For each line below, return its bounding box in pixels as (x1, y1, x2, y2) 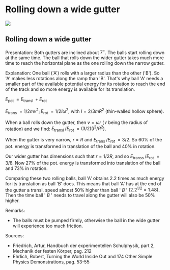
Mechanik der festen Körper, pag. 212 (12, 248, 92, 254)
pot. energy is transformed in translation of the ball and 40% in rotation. (5, 143, 156, 149)
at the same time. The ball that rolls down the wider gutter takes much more (5, 55, 164, 61)
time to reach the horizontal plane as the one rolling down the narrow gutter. (5, 60, 165, 66)
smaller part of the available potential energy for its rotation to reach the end (5, 81, 165, 87)
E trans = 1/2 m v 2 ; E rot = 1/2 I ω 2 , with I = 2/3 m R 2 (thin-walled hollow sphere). (5, 107, 164, 115)
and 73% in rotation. (5, 165, 48, 171)
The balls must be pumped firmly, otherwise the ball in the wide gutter (12, 217, 160, 224)
